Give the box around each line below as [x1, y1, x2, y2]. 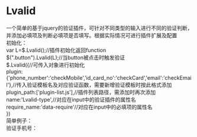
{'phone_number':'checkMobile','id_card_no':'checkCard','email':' [6, 74, 165, 81]
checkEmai [164, 74, 192, 81]
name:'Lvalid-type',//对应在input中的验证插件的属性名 [6, 96, 136, 103]
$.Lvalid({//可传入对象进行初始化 [6, 61, 85, 68]
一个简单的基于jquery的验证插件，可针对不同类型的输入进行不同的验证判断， [6, 24, 193, 31]
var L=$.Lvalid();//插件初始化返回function [6, 46, 106, 54]
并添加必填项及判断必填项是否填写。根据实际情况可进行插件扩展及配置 [6, 31, 177, 39]
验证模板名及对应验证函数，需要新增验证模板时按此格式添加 [26, 81, 172, 88]
